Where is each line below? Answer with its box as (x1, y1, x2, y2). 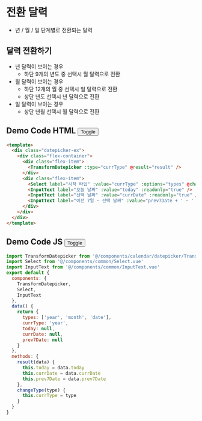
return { (17, 309, 39, 315)
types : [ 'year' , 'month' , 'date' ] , (22, 315, 112, 321)
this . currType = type (22, 393, 77, 399)
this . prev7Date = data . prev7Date (22, 376, 106, 382)
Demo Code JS (6, 237, 63, 247)
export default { (6, 270, 50, 276)
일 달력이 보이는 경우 (14, 100, 64, 108)
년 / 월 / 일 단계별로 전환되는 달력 (14, 26, 93, 34)
